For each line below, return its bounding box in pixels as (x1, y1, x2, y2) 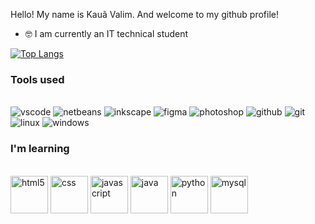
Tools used (10, 72, 65, 86)
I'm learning (10, 142, 70, 156)
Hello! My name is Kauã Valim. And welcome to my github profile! (10, 9, 279, 20)
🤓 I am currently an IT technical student (24, 28, 189, 39)
